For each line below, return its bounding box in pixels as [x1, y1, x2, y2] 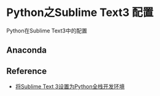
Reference [6, 65, 47, 76]
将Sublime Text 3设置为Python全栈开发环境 [15, 83, 125, 90]
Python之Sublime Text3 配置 [6, 6, 154, 20]
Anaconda [6, 45, 47, 56]
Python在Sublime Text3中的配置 [6, 27, 88, 34]
